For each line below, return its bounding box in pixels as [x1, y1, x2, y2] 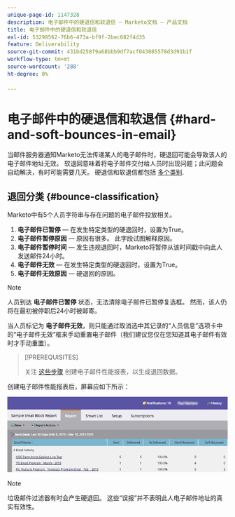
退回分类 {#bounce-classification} [7, 190, 159, 203]
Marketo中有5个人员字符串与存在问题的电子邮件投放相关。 [7, 210, 176, 219]
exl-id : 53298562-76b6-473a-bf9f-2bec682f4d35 [7, 34, 145, 41]
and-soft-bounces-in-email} [7, 126, 177, 142]
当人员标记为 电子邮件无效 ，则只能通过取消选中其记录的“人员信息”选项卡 [7, 321, 217, 330]
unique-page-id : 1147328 [7, 11, 80, 18]
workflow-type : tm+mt [7, 56, 71, 63]
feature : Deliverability [7, 41, 80, 48]
